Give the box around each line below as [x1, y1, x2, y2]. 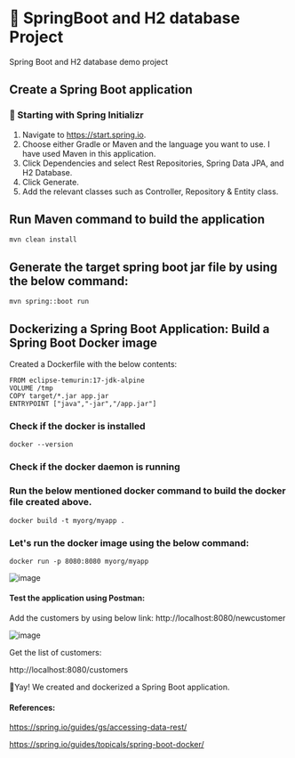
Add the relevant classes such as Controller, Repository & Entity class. [21, 186, 279, 197]
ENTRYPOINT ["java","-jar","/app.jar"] [9, 400, 157, 409]
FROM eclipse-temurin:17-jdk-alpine [9, 376, 145, 386]
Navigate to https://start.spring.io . [21, 129, 147, 140]
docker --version [9, 440, 74, 449]
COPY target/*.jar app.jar [9, 392, 109, 401]
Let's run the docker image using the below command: [9, 536, 250, 549]
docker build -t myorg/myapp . [9, 516, 125, 525]
